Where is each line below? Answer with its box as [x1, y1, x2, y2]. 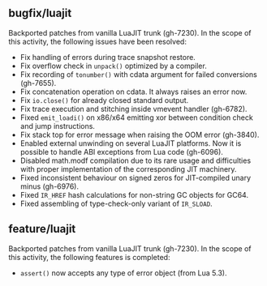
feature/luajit [8, 222, 76, 236]
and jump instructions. [19, 121, 96, 130]
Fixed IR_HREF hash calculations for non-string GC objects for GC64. [19, 190, 249, 199]
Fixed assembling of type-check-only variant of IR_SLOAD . [19, 198, 213, 208]
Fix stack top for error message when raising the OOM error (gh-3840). [19, 130, 260, 139]
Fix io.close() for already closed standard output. [19, 95, 189, 105]
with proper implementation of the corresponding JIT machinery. [19, 164, 237, 173]
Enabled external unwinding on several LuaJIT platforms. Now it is [19, 138, 242, 148]
